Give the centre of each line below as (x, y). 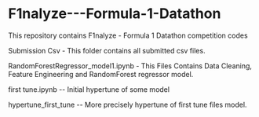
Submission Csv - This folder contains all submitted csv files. (107, 50)
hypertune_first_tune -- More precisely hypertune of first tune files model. (128, 104)
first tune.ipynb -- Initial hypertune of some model (89, 89)
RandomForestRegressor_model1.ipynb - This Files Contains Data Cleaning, (130, 66)
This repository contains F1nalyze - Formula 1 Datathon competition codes (128, 35)
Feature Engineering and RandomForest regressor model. (101, 74)
